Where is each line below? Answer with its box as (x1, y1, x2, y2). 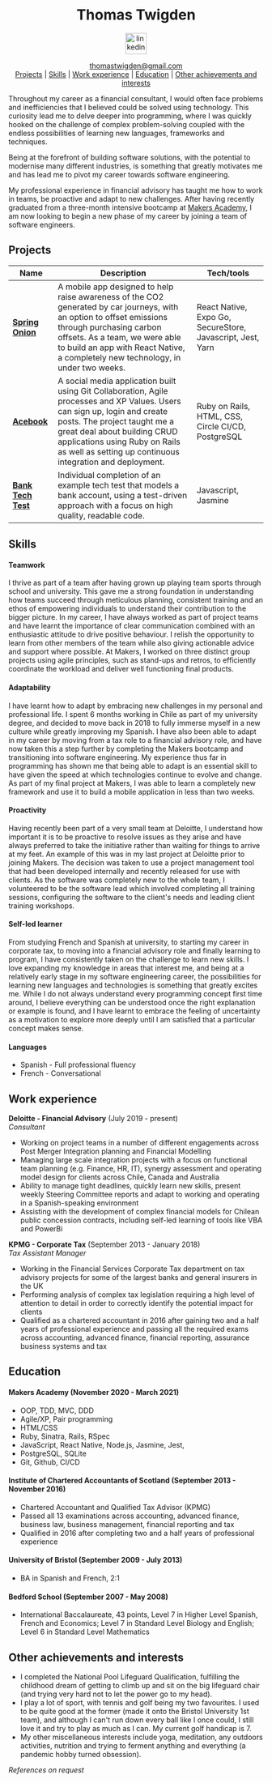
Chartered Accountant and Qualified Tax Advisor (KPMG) (19, 1502, 211, 1512)
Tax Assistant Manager (8, 1248, 87, 1257)
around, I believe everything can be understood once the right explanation (8, 997, 256, 1007)
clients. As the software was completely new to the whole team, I (8, 875, 225, 885)
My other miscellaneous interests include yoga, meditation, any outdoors (19, 1732, 263, 1742)
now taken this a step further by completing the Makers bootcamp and (8, 744, 244, 753)
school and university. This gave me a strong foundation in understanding (8, 587, 254, 596)
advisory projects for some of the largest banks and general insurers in (19, 1272, 257, 1282)
